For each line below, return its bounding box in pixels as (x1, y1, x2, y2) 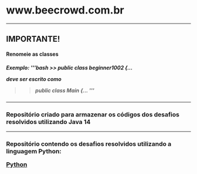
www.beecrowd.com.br (6, 4, 124, 17)
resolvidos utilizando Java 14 (6, 118, 91, 126)
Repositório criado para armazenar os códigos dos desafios (6, 110, 180, 118)
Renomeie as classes (6, 51, 59, 58)
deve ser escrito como (6, 75, 62, 82)
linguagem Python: (6, 148, 62, 156)
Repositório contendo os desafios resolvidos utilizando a (6, 140, 172, 148)
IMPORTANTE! (6, 34, 60, 44)
